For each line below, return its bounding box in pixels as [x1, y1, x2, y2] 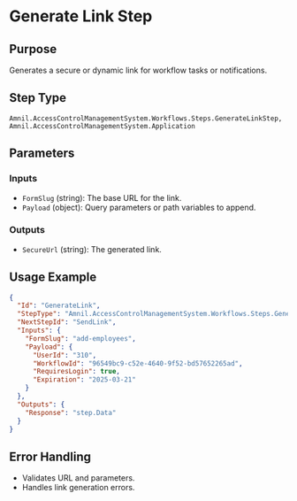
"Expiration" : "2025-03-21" [32, 375, 137, 384]
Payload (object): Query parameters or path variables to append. [21, 202, 256, 212]
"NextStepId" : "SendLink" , [17, 318, 117, 327]
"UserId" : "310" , [32, 351, 97, 359]
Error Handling [9, 449, 91, 464]
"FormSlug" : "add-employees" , [25, 334, 137, 343]
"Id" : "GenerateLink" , [17, 301, 101, 311]
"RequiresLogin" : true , [32, 367, 121, 376]
